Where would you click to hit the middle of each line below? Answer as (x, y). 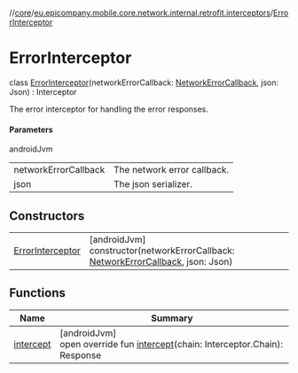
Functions (38, 293)
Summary (172, 318)
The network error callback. (172, 170)
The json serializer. (153, 184)
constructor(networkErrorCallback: (162, 250)
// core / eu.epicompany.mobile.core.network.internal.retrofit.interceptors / (141, 13)
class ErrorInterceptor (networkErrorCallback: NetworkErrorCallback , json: (144, 82)
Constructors (47, 216)
